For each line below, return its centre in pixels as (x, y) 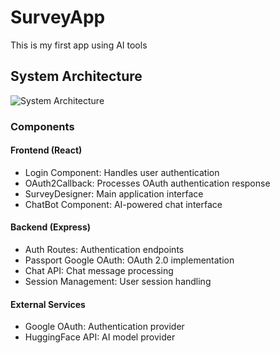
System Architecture (76, 76)
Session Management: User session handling (118, 282)
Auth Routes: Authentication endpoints (104, 250)
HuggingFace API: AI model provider (100, 337)
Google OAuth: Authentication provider (104, 327)
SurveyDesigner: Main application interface (114, 193)
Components (42, 126)
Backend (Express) (51, 227)
